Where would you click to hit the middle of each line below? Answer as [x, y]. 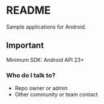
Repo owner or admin [41, 88]
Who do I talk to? [31, 75]
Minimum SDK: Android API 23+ [45, 59]
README [29, 10]
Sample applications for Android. [46, 27]
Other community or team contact [56, 94]
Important [25, 45]
